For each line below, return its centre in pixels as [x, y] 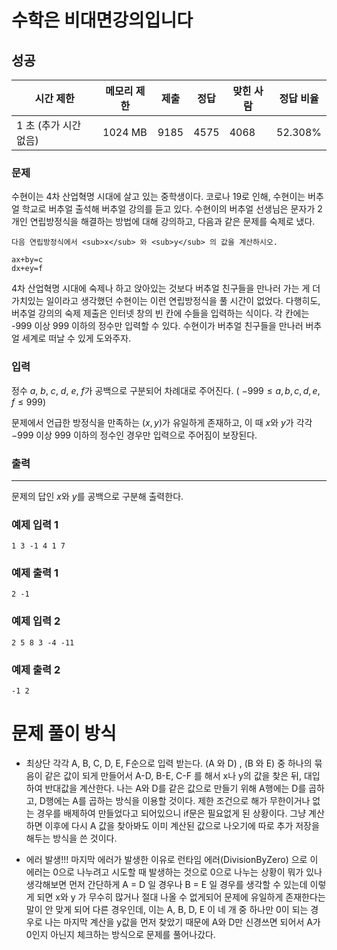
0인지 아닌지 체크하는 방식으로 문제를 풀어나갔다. [120, 935]
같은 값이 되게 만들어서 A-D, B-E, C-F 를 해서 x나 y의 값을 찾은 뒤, [173, 776]
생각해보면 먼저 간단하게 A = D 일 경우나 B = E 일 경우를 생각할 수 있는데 [166, 885]
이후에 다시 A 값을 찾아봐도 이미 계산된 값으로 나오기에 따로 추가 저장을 [182, 826]
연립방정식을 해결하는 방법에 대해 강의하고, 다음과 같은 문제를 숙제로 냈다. [172, 222]
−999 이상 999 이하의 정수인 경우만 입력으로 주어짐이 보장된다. [134, 435]
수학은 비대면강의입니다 [102, 20]
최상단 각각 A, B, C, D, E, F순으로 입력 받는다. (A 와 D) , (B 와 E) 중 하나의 [169, 763]
